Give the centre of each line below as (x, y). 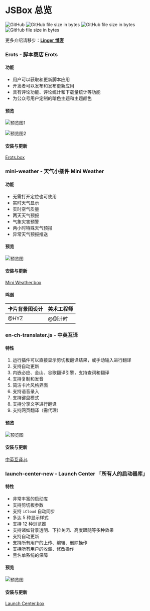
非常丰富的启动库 (30, 499)
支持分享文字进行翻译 (34, 404)
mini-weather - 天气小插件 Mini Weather (55, 171)
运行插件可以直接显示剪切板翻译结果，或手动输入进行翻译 (72, 360)
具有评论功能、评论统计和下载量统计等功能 (56, 92)
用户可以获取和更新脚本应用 (41, 80)
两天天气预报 (26, 215)
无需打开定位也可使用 (34, 196)
